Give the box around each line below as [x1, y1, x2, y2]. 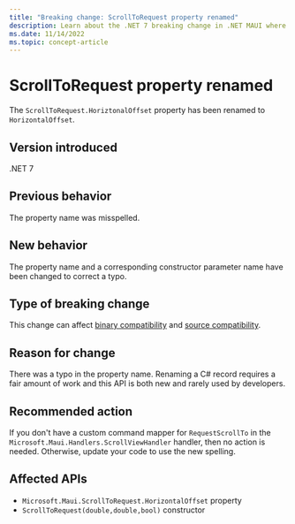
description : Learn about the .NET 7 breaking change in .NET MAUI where [9, 21, 287, 30]
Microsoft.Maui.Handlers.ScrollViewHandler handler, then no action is [9, 437, 266, 447]
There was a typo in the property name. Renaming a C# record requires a [9, 368, 276, 380]
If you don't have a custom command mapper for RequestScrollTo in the [9, 428, 271, 438]
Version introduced [9, 140, 117, 155]
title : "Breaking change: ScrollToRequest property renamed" [9, 12, 239, 22]
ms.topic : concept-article [9, 37, 109, 47]
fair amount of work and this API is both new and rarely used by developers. [9, 378, 285, 389]
